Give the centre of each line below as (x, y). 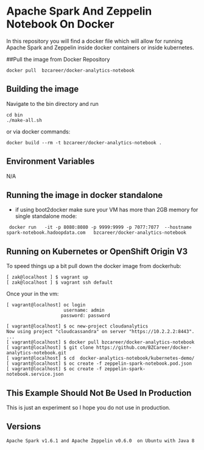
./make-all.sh (24, 120)
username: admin (84, 311)
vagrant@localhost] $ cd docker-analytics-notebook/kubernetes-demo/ (103, 358)
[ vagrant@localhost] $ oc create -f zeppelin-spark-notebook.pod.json (99, 364)
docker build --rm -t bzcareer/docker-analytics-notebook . (84, 142)
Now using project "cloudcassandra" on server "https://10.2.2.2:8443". (100, 332)
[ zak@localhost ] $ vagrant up (47, 277)
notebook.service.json (35, 374)
